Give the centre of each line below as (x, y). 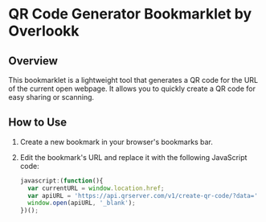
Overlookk (44, 31)
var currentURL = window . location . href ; (96, 188)
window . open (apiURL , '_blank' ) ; (82, 203)
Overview (33, 61)
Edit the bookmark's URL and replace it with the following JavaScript (133, 157)
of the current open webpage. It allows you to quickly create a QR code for (132, 88)
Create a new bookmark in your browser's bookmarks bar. (116, 142)
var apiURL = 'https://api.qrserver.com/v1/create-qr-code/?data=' (143, 195)
